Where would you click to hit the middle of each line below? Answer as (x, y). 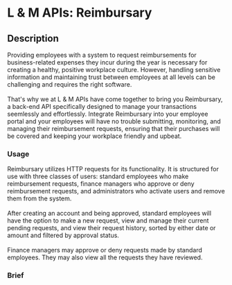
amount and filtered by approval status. (63, 235)
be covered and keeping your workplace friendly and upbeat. (95, 136)
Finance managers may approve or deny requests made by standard (105, 250)
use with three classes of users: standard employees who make (98, 176)
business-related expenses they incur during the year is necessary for (107, 62)
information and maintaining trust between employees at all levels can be (111, 77)
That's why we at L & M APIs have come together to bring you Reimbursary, (115, 99)
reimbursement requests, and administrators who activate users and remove (116, 191)
